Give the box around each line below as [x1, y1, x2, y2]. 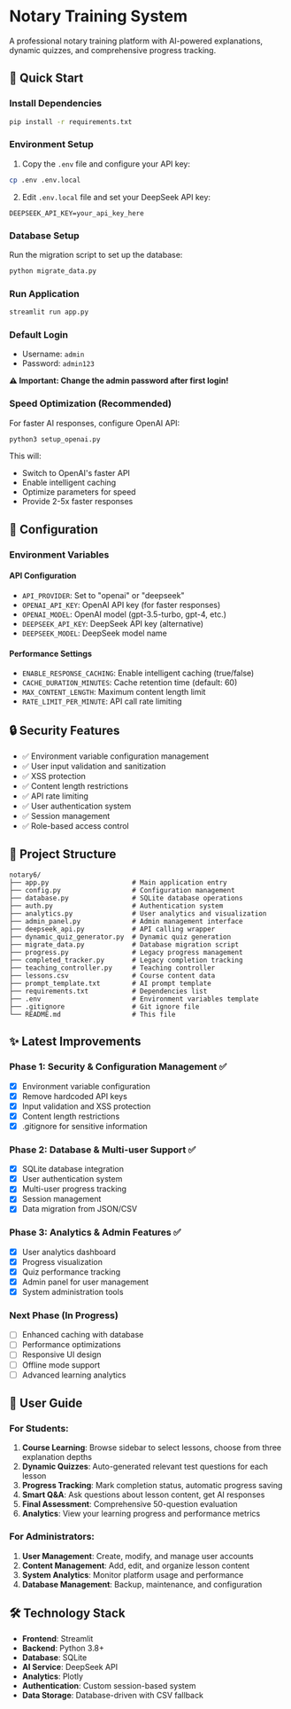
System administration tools [21, 1286, 124, 1297]
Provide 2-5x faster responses [21, 496, 134, 507]
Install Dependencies [9, 98, 103, 110]
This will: [9, 450, 42, 462]
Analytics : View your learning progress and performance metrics [21, 1509, 261, 1519]
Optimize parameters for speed [21, 487, 136, 497]
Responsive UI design [21, 1349, 102, 1360]
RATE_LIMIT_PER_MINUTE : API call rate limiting [21, 696, 183, 706]
